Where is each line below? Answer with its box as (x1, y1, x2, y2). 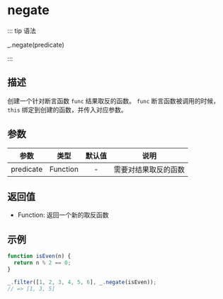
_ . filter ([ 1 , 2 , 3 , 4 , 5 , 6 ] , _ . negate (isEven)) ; (7, 279, 157, 286)
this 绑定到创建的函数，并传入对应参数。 (7, 105, 127, 114)
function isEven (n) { (7, 253, 72, 260)
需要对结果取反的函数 (113, 165, 185, 175)
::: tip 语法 (7, 26, 37, 35)
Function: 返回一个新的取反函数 (17, 211, 109, 219)
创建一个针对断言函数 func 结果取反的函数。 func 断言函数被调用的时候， (7, 96, 220, 105)
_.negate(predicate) (7, 40, 65, 49)
